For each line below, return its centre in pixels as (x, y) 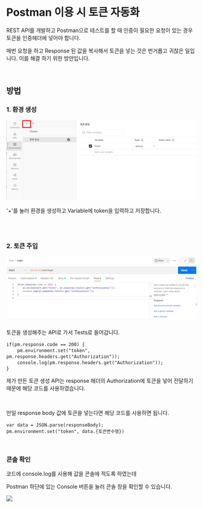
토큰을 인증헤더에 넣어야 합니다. (43, 37)
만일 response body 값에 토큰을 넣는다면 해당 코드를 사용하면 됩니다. (88, 412)
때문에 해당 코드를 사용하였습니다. (46, 388)
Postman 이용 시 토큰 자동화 (73, 12)
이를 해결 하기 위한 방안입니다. (54, 58)
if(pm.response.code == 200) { (46, 344)
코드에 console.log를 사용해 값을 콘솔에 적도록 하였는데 (72, 474)
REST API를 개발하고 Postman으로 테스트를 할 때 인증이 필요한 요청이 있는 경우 (100, 30)
